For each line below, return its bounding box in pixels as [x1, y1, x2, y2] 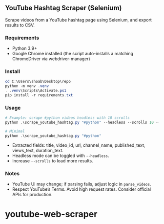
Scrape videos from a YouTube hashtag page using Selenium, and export [5, 17, 152, 22]
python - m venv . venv [5, 84, 49, 89]
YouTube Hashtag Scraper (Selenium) [5, 4, 122, 12]
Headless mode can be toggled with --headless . [12, 153, 109, 158]
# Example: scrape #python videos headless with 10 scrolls [5, 115, 130, 120]
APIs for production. [12, 192, 53, 197]
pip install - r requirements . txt [5, 93, 73, 98]
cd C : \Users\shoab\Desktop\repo [5, 79, 71, 84]
